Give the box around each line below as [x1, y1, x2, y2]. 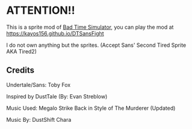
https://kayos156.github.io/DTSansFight [6, 29, 104, 37]
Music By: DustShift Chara [6, 116, 72, 123]
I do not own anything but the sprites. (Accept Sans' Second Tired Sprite [6, 41, 187, 49]
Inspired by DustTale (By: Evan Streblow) [6, 92, 108, 100]
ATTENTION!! [6, 4, 75, 17]
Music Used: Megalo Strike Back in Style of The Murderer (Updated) [6, 104, 176, 112]
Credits [6, 65, 35, 76]
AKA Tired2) [6, 47, 37, 55]
